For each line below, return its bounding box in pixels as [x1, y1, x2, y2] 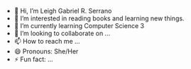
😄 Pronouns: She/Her [13, 47, 79, 56]
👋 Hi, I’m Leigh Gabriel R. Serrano [13, 7, 112, 15]
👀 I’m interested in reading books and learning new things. [13, 14, 185, 23]
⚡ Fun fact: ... [13, 55, 53, 63]
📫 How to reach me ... [13, 37, 80, 45]
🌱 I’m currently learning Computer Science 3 [13, 22, 144, 30]
